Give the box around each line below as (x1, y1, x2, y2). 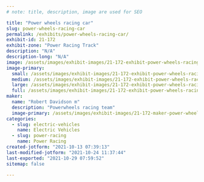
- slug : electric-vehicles (12, 121, 80, 127)
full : (12, 87, 26, 94)
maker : (6, 93, 23, 99)
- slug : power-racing (12, 133, 67, 139)
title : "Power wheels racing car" (6, 19, 94, 26)
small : (12, 70, 29, 76)
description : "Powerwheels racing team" (12, 104, 115, 110)
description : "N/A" (6, 48, 56, 55)
